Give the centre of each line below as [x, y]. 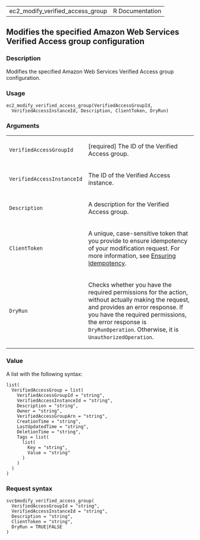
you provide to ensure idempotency [138, 241]
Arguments [23, 126]
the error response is [118, 322]
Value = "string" [49, 452]
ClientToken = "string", [42, 522]
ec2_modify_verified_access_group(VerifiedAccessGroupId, [79, 105]
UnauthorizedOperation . [121, 337]
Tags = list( [33, 437]
